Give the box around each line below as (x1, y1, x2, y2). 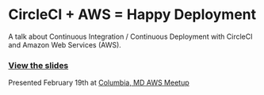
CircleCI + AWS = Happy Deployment (8, 6, 257, 24)
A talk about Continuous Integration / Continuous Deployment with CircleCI (8, 32, 253, 41)
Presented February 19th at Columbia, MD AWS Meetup (8, 78, 190, 88)
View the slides (8, 59, 69, 70)
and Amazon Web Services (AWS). (8, 40, 121, 49)
